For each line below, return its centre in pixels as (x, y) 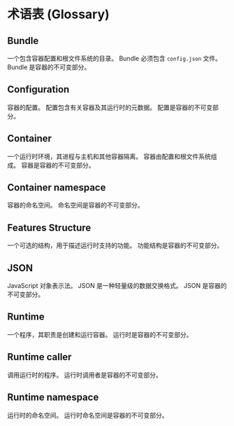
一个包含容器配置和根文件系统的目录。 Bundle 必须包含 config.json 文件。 (115, 58)
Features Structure (49, 227)
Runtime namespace (53, 398)
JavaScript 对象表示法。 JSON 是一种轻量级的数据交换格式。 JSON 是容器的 (117, 286)
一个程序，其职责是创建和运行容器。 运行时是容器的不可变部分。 (100, 334)
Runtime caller (39, 357)
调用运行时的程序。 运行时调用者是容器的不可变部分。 (85, 375)
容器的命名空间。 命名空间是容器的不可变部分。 (75, 205)
